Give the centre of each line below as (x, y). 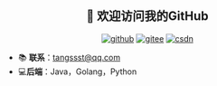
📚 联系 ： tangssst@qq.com (69, 57)
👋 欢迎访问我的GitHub (147, 16)
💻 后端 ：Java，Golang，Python (77, 72)
